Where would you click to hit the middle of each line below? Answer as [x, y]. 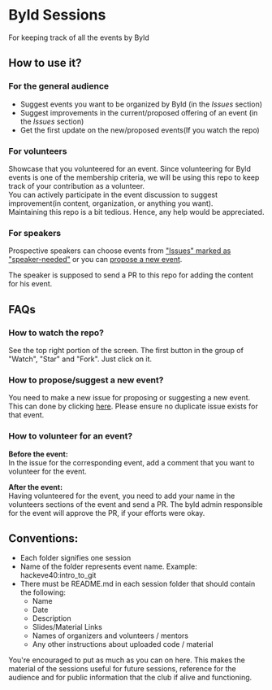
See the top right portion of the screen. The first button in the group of [126, 350]
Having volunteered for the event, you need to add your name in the [122, 496]
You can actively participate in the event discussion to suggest [113, 194]
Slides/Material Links [67, 627]
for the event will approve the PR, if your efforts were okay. [107, 513]
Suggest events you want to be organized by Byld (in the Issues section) [141, 104]
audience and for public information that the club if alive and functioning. [130, 678]
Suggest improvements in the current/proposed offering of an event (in [139, 112]
